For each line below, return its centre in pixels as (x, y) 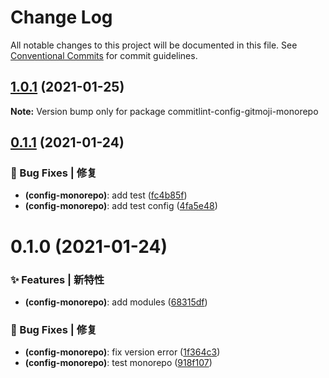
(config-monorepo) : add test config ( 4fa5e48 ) (121, 206)
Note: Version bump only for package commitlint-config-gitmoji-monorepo (164, 111)
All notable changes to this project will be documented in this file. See (154, 45)
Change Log (61, 17)
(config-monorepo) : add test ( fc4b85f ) (106, 195)
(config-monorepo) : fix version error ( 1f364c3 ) (122, 352)
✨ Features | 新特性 (57, 279)
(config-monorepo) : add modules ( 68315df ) (116, 302)
